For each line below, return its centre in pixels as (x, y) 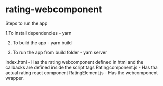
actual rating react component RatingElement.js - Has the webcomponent (82, 73)
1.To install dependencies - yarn (38, 33)
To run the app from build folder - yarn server (60, 52)
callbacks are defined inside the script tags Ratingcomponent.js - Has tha (82, 67)
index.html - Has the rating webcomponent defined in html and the (74, 62)
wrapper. (15, 78)
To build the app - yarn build (42, 42)
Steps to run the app (26, 23)
